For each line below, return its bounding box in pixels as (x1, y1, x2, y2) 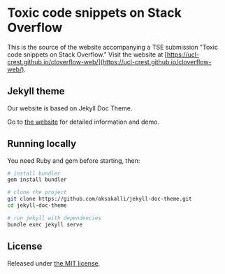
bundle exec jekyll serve (7, 221, 82, 228)
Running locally (7, 138, 77, 150)
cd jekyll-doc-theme (7, 202, 68, 209)
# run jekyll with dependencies (7, 215, 101, 222)
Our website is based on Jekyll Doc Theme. (7, 103, 133, 113)
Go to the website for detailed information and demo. (7, 117, 159, 126)
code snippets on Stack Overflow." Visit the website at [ (7, 50, 168, 59)
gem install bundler (7, 176, 68, 183)
